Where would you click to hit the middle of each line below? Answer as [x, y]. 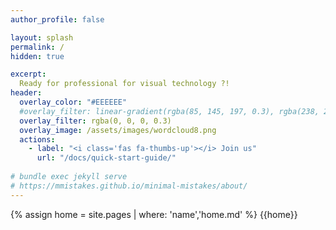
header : [26, 93]
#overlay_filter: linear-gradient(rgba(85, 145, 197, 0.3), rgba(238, [169, 111]
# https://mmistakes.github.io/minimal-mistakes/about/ [129, 186]
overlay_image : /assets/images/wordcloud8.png [118, 130]
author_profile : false [57, 19]
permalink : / [37, 47]
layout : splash [42, 37]
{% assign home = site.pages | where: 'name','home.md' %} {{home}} [154, 214]
